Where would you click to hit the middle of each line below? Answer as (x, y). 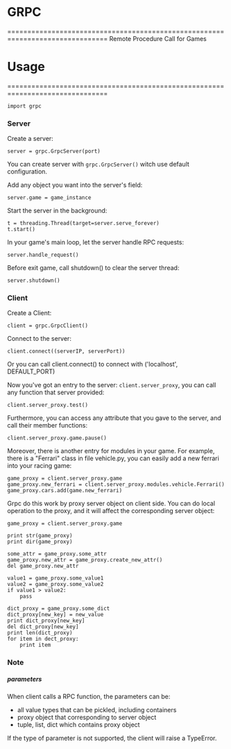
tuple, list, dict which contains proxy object (78, 725)
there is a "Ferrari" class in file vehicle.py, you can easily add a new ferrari (113, 458)
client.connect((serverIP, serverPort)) (67, 351)
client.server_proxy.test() (48, 405)
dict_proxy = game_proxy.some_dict (59, 609)
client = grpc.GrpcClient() (48, 326)
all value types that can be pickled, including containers (97, 710)
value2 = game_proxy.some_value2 (55, 584)
